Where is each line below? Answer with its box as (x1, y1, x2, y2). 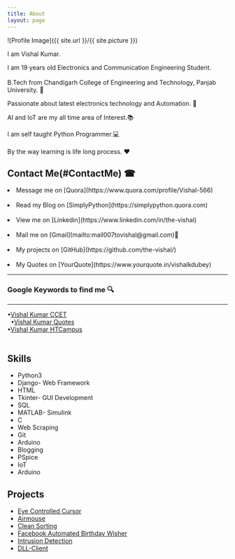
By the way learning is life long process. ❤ (7, 147, 131, 156)
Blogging (17, 446, 44, 454)
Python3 (17, 371, 42, 380)
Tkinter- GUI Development (17, 394, 93, 402)
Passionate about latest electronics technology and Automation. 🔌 (7, 99, 197, 107)
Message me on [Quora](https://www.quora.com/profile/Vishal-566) (16, 186, 213, 195)
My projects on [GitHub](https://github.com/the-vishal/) (16, 246, 177, 254)
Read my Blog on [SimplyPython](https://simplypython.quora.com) (16, 201, 208, 209)
